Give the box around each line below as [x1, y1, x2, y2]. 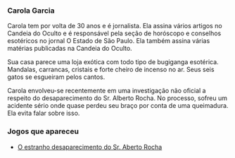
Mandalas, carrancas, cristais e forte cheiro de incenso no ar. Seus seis [7, 66, 215, 74]
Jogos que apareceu [7, 126, 80, 136]
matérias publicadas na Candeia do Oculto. [7, 44, 132, 53]
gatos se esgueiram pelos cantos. [7, 73, 106, 81]
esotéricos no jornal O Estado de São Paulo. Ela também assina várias [7, 37, 210, 45]
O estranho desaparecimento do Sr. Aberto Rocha [17, 142, 163, 151]
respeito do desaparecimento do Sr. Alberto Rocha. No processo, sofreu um [7, 94, 227, 102]
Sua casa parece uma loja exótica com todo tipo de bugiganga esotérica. [7, 58, 220, 66]
